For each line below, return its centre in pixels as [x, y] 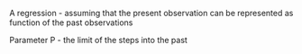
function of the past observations [71, 22]
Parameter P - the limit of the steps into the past [98, 40]
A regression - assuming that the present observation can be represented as [151, 13]
